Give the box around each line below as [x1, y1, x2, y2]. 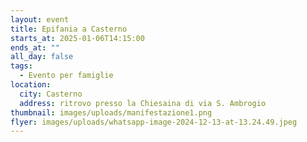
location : [10, 80, 52, 90]
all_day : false [10, 52, 74, 62]
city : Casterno [19, 89, 83, 99]
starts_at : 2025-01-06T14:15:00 [10, 33, 145, 43]
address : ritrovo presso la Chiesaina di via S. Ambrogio [19, 98, 267, 108]
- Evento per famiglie [19, 71, 114, 81]
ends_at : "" [10, 42, 60, 53]
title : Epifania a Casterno [10, 24, 128, 34]
